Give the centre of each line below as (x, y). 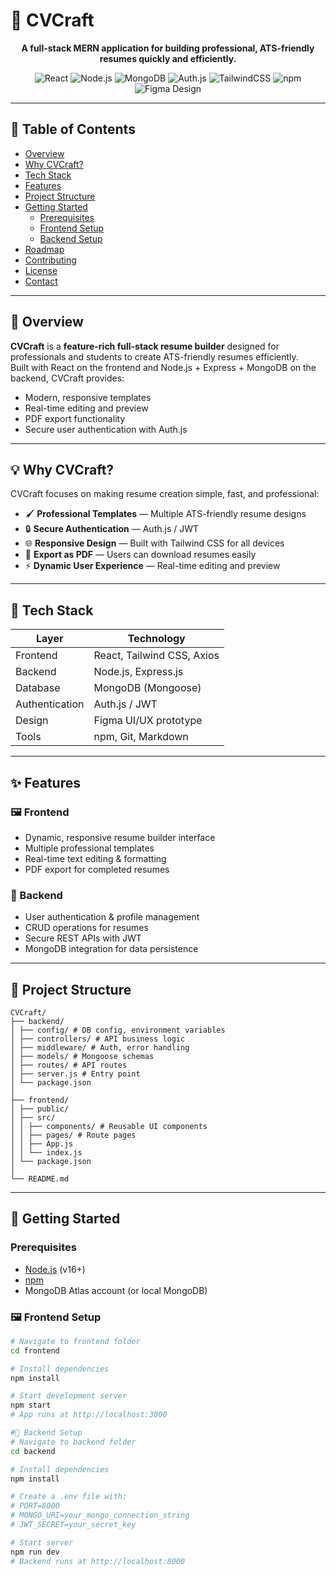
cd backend (33, 1451)
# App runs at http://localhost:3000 (89, 1415)
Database (38, 688)
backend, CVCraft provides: (67, 378)
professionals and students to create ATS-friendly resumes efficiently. (154, 356)
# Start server (42, 1542)
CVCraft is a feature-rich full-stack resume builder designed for (145, 346)
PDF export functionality (75, 418)
